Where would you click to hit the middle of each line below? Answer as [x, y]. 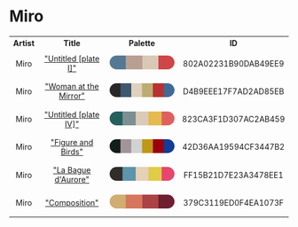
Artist [24, 43]
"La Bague [72, 170]
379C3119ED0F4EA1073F [234, 202]
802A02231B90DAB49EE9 [234, 63]
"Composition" [72, 202]
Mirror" [72, 96]
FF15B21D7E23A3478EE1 [233, 175]
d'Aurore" [72, 180]
